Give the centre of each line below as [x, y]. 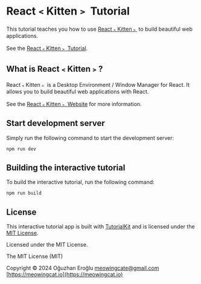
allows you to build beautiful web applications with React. [78, 91]
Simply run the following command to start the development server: [90, 137]
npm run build [24, 193]
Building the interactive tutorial [66, 167]
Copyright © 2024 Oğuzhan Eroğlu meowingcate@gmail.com [83, 268]
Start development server [56, 123]
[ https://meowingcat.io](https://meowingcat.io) [65, 274]
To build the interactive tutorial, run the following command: [81, 182]
